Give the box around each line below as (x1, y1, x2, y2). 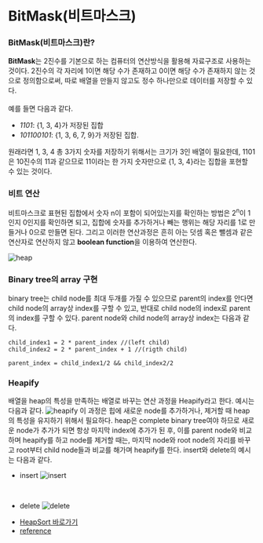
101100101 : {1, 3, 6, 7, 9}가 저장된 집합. (19, 130, 139, 140)
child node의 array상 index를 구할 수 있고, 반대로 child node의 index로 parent (8, 303, 251, 312)
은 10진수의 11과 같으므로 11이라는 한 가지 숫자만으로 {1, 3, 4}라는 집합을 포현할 (8, 157, 249, 166)
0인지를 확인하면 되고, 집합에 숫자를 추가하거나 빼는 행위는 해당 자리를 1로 (22, 217, 247, 228)
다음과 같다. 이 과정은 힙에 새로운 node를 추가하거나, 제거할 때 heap (8, 406, 250, 416)
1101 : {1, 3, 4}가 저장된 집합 (19, 121, 104, 130)
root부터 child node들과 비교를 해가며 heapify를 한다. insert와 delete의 (16, 445, 237, 455)
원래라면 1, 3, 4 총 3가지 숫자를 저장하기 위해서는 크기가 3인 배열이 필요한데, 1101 (8, 147, 256, 157)
